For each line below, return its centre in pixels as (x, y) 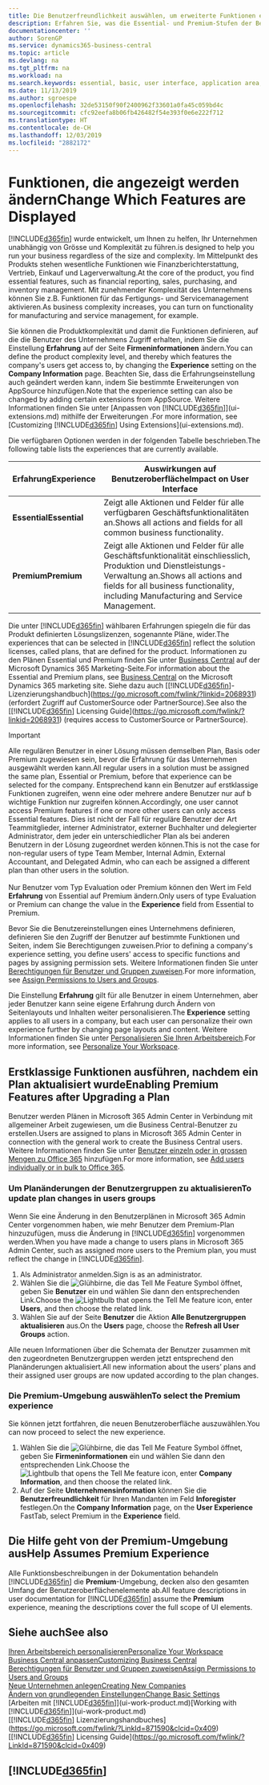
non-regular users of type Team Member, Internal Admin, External (117, 853)
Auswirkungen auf (180, 469)
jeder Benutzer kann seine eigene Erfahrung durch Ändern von (112, 1004)
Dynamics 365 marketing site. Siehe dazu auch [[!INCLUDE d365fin (119, 686)
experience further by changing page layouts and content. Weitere (118, 1030)
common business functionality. (164, 533)
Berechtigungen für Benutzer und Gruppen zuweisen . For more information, (132, 971)
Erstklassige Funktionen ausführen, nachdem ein (133, 1072)
